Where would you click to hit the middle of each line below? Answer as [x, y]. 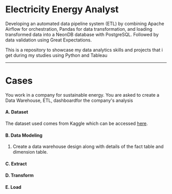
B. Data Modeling [24, 135]
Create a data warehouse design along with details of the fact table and [88, 146]
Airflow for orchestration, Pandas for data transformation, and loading [79, 29]
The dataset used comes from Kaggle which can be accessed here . [77, 123]
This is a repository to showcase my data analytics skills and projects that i [84, 50]
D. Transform [20, 176]
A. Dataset [17, 112]
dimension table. [30, 152]
